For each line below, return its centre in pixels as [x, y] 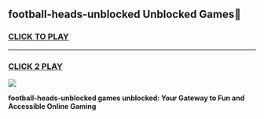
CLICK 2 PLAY [35, 66]
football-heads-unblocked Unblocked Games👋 [125, 14]
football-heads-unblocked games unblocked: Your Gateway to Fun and [126, 98]
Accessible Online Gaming [52, 106]
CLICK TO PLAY [38, 37]
